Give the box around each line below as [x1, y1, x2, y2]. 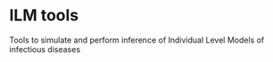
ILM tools [9, 5, 79, 26]
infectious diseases [9, 43, 81, 54]
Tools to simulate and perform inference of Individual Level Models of [9, 35, 265, 45]
